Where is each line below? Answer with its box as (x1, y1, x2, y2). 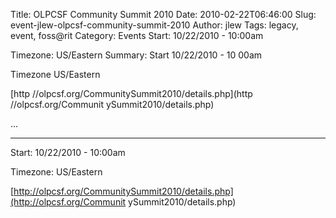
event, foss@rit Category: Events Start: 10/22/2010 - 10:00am (10, 30, 264, 41)
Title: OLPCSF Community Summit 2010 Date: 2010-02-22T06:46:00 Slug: (10, 9, 317, 20)
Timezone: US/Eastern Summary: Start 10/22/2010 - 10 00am (10, 49, 263, 61)
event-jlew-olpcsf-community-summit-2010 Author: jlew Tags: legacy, (10, 19, 299, 31)
